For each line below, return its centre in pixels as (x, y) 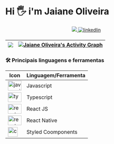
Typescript (40, 97)
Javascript (39, 86)
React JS (37, 109)
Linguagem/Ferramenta (56, 76)
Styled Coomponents (52, 132)
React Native (42, 120)
